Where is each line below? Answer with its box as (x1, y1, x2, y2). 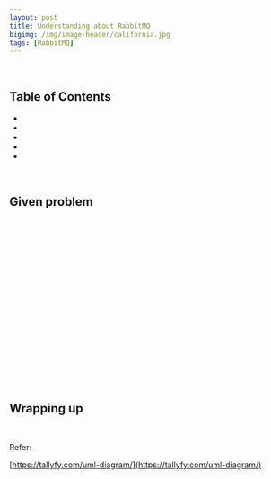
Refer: (9, 442, 32, 453)
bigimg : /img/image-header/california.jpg (9, 30, 170, 39)
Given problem (9, 194, 93, 209)
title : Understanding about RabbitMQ (9, 22, 151, 31)
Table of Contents (9, 89, 112, 104)
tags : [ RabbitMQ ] (9, 38, 74, 48)
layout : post (9, 13, 58, 22)
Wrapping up (9, 401, 83, 416)
